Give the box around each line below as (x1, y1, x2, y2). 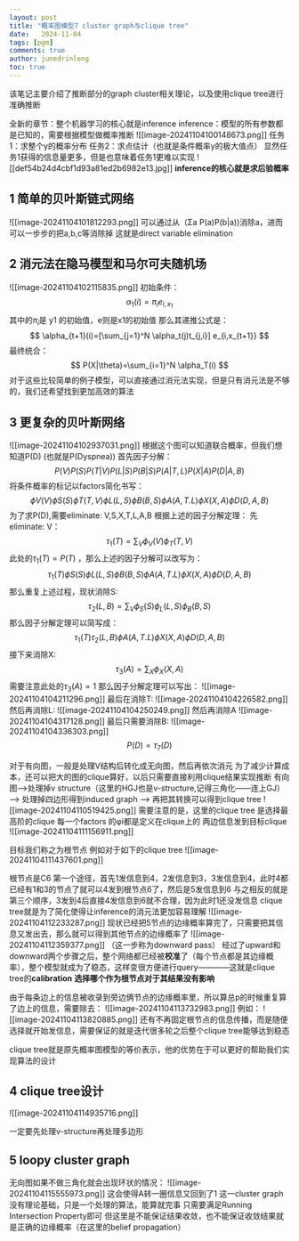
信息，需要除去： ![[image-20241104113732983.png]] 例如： (39, 1002, 262, 1013)
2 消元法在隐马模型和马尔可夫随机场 (9, 256, 207, 272)
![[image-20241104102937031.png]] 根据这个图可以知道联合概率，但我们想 (9, 440, 283, 450)
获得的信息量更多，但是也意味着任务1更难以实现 (20, 151, 196, 162)
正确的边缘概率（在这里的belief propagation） (16, 1221, 186, 1233)
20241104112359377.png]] (9, 939, 105, 950)
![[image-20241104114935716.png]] (9, 1107, 139, 1118)
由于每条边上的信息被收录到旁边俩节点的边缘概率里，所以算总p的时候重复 (9, 992, 279, 1002)
